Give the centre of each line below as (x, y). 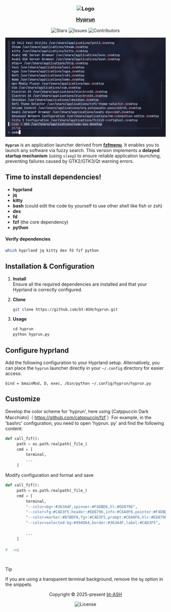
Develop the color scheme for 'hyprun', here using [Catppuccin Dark (77, 411)
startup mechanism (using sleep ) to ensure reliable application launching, (83, 156)
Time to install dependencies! (53, 177)
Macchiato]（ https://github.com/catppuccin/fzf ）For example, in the (78, 417)
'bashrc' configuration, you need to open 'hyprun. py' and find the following (85, 423)
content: (14, 428)
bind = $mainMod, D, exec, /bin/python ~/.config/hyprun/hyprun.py (78, 383)
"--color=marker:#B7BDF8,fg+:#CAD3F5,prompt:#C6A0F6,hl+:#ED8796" (97, 518)
